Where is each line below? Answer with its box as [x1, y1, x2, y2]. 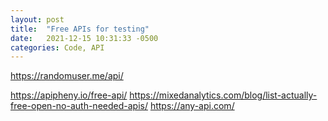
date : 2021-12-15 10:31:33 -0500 [10, 33, 159, 43]
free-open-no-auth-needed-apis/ [10, 100, 148, 112]
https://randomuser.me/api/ [10, 70, 124, 82]
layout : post [10, 14, 65, 25]
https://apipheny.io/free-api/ [10, 89, 128, 101]
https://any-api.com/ [149, 100, 235, 112]
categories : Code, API [10, 42, 105, 53]
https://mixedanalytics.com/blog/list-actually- [129, 89, 318, 101]
